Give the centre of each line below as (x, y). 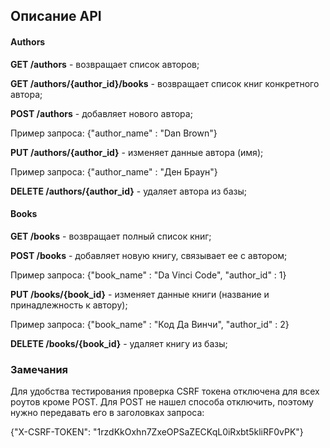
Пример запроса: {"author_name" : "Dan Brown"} (114, 133)
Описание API (56, 16)
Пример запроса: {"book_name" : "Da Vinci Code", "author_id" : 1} (148, 275)
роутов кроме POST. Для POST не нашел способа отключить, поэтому (162, 402)
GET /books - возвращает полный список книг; (111, 236)
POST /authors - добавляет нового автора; (101, 113)
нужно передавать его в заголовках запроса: (107, 413)
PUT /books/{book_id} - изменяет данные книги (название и (140, 294)
